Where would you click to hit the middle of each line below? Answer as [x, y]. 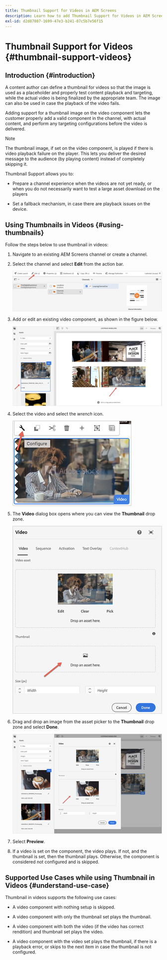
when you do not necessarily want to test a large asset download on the [86, 189]
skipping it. [16, 164]
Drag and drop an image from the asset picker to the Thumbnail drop [83, 722]
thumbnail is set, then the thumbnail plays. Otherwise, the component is [86, 857]
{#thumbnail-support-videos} [68, 57]
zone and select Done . [36, 727]
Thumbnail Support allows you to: [40, 174]
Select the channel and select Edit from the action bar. [68, 264]
